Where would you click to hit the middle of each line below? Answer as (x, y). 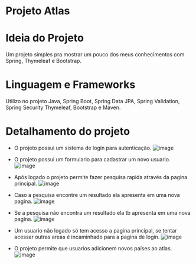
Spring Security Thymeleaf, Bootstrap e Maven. (63, 107)
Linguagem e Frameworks (71, 85)
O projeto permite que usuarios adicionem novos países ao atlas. (93, 248)
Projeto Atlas (38, 11)
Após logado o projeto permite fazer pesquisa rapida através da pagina (101, 177)
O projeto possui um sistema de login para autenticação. (83, 148)
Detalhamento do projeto (68, 131)
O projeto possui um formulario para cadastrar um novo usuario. (92, 159)
